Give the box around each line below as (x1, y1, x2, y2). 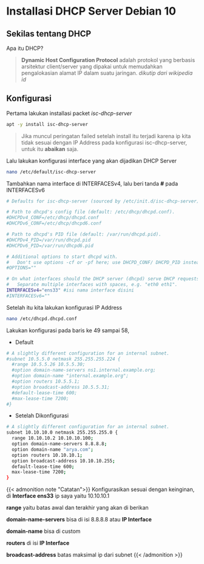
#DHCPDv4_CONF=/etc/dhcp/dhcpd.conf (6, 215, 99, 221)
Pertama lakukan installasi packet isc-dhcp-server (6, 110, 132, 117)
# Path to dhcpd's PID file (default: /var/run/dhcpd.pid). (6, 231, 162, 238)
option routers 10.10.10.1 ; (12, 452, 83, 458)
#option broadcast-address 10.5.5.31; (12, 384, 110, 390)
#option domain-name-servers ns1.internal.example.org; (12, 367, 156, 374)
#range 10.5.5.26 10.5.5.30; (12, 361, 86, 367)
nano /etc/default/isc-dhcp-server (6, 169, 97, 175)
